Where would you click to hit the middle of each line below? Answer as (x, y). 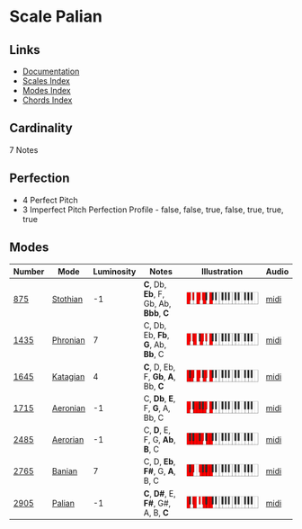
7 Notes (24, 149)
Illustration (222, 271)
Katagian (69, 376)
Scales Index (46, 81)
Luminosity (115, 271)
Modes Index (46, 90)
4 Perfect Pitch (50, 200)
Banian (65, 471)
